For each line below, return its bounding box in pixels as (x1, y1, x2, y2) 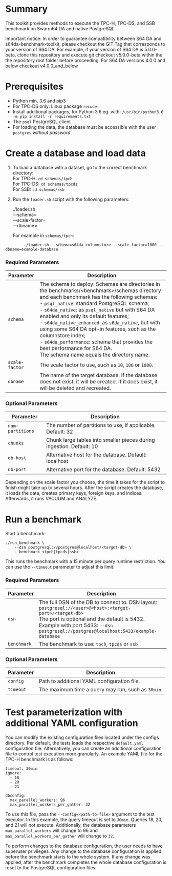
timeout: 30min (5, 766, 38, 771)
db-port (8, 466, 27, 473)
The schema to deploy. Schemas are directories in (39, 281, 160, 288)
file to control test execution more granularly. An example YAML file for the (5, 750, 163, 757)
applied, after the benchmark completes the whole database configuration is (5, 859, 167, 865)
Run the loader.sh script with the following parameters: (12, 196, 130, 202)
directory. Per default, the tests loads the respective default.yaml (5, 739, 144, 746)
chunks (8, 440, 24, 446)
